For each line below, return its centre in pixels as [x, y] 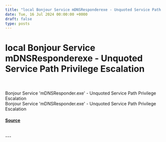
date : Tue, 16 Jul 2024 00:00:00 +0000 [46, 14]
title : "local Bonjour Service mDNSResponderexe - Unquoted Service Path [83, 10]
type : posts [17, 24]
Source [13, 120]
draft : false [19, 19]
